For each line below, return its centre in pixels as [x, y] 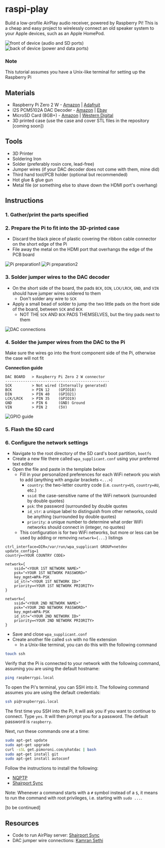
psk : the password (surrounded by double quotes [77, 506]
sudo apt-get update [27, 740]
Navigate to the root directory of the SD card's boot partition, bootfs [82, 454]
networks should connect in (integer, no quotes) [76, 527]
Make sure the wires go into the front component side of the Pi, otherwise [81, 353]
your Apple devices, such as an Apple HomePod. [55, 33]
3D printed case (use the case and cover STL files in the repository [81, 121]
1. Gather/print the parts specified [47, 215]
